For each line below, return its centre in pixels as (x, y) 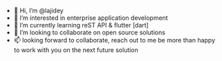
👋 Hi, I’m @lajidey (38, 11)
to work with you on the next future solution (76, 50)
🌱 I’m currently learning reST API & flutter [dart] (81, 25)
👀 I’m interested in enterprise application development (91, 18)
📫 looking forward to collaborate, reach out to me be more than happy (114, 40)
